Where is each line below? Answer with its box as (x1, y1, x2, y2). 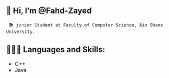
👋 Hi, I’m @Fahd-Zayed (6, 6, 92, 16)
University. (6, 29, 35, 35)
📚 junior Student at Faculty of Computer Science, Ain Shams (8, 22, 163, 28)
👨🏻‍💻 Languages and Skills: (6, 45, 106, 55)
